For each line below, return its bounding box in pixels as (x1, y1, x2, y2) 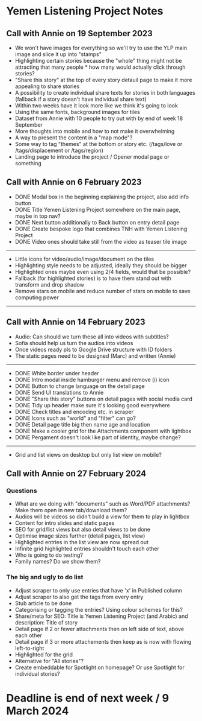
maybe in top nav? (14, 212, 61, 220)
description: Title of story (14, 618, 78, 626)
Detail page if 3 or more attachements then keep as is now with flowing (14, 638, 192, 645)
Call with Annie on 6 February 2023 (6, 177, 142, 188)
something (14, 160, 42, 167)
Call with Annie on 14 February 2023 (6, 317, 145, 327)
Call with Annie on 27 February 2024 (6, 469, 147, 479)
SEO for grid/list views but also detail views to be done (14, 526, 150, 533)
